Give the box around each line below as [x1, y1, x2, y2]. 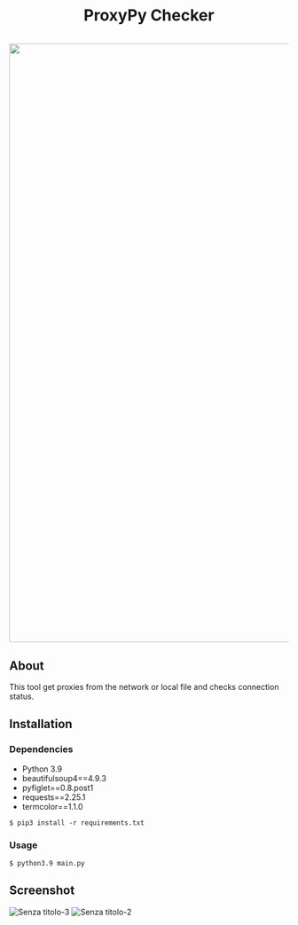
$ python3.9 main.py [9, 858, 86, 867]
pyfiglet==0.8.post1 [21, 782, 94, 793]
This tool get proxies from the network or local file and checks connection [9, 682, 279, 692]
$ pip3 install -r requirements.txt [9, 818, 145, 827]
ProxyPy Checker [83, 5, 215, 26]
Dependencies [9, 743, 74, 756]
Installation [9, 717, 73, 732]
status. [9, 691, 35, 702]
